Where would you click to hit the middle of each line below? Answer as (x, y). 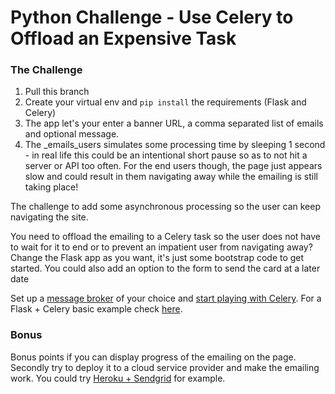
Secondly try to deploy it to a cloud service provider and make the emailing (165, 367)
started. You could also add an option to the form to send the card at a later (165, 268)
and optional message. (72, 134)
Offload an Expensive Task (123, 38)
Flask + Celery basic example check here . (96, 309)
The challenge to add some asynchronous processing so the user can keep (166, 207)
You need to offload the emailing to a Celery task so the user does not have (166, 237)
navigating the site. (49, 217)
